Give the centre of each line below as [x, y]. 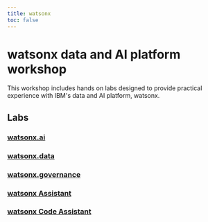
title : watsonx [29, 14]
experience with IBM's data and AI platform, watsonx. [84, 96]
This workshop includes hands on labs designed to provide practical [105, 88]
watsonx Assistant [39, 193]
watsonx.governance [44, 174]
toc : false [23, 20]
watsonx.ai [26, 137]
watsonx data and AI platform [94, 54]
